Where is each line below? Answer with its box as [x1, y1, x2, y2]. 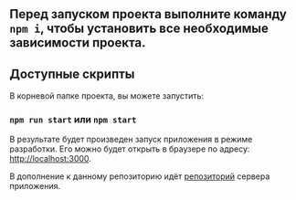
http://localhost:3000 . [9, 153, 91, 164]
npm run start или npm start [9, 112, 137, 125]
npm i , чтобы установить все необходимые [9, 21, 270, 37]
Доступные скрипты [9, 66, 135, 81]
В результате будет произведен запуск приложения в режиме [9, 134, 253, 145]
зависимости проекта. [9, 35, 146, 51]
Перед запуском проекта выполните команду [9, 6, 288, 22]
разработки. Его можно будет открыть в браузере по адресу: [9, 143, 250, 154]
